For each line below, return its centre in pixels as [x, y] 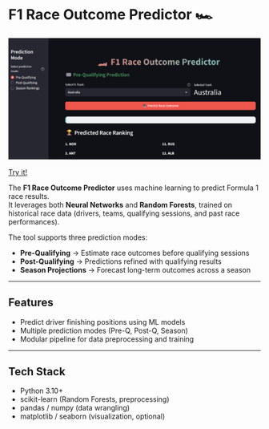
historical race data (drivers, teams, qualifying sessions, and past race [124, 213]
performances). [34, 221]
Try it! [18, 172]
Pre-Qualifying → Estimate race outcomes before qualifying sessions [134, 253]
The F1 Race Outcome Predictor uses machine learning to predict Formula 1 [133, 188]
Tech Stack [37, 372]
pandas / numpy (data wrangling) [75, 408]
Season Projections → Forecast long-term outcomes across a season [135, 269]
